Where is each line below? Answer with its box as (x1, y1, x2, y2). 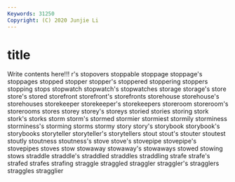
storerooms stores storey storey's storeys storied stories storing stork (7, 107, 209, 115)
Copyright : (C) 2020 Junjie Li (7, 17, 99, 24)
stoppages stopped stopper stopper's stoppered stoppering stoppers (7, 78, 208, 86)
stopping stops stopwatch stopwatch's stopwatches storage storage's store (7, 85, 227, 93)
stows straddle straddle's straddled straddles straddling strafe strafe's (7, 152, 210, 160)
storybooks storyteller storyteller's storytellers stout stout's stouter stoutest (7, 129, 226, 138)
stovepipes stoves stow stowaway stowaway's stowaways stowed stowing (7, 144, 223, 153)
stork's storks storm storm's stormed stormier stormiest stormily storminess (7, 115, 228, 123)
